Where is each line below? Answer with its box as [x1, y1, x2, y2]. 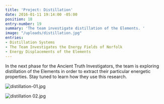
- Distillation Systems [5, 40, 55, 45]
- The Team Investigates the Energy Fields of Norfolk [5, 44, 123, 49]
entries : [5, 35, 24, 40]
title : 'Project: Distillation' [5, 7, 73, 12]
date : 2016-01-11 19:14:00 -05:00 [5, 12, 78, 17]
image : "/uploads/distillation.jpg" [5, 30, 82, 35]
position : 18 [5, 16, 33, 21]
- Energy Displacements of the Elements [5, 49, 92, 54]
